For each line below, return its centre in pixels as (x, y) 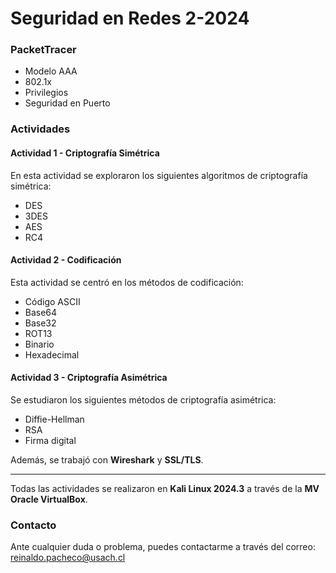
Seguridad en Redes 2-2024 (130, 18)
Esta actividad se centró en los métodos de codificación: (127, 282)
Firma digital (50, 441)
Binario (39, 344)
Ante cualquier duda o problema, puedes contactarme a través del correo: (163, 547)
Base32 (40, 323)
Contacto (33, 525)
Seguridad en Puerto (67, 103)
